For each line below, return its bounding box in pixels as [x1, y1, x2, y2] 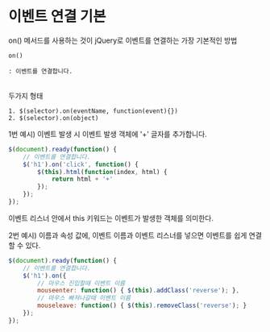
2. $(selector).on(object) [8, 114, 99, 122]
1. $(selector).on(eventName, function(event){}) [8, 106, 179, 115]
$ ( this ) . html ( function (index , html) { [37, 168, 168, 176]
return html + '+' [51, 175, 114, 184]
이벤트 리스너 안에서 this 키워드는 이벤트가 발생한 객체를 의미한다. [8, 213, 214, 222]
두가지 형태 [8, 90, 44, 101]
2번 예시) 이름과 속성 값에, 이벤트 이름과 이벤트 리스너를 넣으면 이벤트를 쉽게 [8, 230, 247, 240]
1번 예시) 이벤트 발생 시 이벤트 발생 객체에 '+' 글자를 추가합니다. [8, 129, 207, 139]
